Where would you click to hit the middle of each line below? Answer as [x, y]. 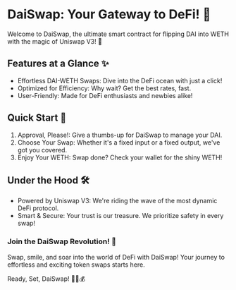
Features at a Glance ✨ [58, 64]
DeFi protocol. [38, 208]
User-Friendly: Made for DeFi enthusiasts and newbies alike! [105, 95]
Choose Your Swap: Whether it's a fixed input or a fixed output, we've [119, 142]
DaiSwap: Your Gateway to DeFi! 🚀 [109, 14]
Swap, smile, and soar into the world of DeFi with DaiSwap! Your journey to [116, 257]
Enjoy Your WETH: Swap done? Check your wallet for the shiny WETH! [120, 157]
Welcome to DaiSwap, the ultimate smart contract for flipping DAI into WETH [118, 34]
